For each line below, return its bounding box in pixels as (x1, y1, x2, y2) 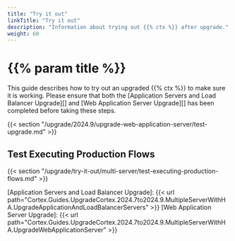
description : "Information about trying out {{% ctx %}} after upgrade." (7, 23, 229, 30)
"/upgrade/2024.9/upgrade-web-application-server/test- (41, 120, 208, 129)
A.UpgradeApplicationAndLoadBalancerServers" (7, 203, 149, 211)
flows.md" (7, 175, 37, 182)
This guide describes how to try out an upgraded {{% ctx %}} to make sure (7, 84, 226, 93)
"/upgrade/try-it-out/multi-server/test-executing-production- (41, 167, 219, 175)
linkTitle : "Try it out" (7, 17, 80, 24)
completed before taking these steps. (7, 107, 116, 115)
